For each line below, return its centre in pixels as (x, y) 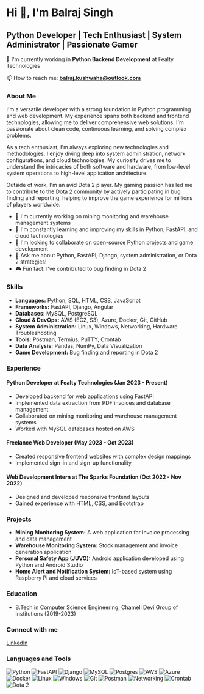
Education (22, 594)
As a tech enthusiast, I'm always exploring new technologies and (87, 147)
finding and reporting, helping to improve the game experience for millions (100, 198)
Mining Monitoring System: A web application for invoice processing (102, 533)
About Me (21, 96)
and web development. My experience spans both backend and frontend (98, 116)
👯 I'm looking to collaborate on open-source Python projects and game (104, 242)
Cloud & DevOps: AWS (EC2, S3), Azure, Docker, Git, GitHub (91, 320)
